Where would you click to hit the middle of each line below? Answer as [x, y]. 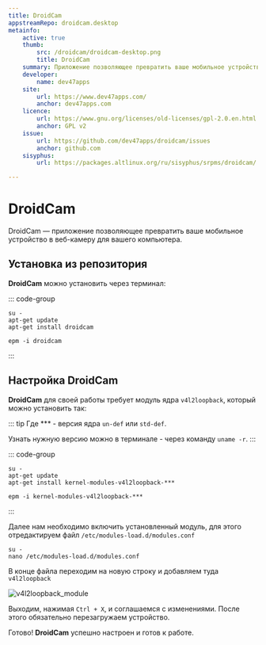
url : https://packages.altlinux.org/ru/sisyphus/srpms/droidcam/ [147, 163]
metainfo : [25, 30]
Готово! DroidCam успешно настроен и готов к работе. [101, 632]
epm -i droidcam [35, 341]
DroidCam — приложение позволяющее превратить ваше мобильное [126, 231]
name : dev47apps [63, 82]
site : [32, 89]
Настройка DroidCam [63, 381]
